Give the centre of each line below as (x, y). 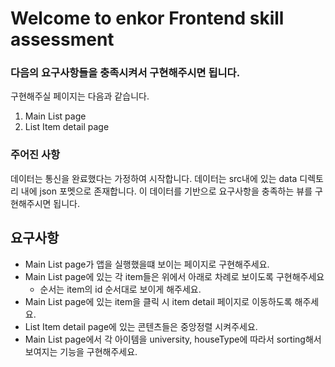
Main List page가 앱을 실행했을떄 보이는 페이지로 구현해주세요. (147, 264)
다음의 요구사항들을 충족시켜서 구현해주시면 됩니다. (125, 73)
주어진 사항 (35, 155)
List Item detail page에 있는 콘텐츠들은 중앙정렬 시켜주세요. (141, 326)
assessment (62, 39)
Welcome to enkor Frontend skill (147, 18)
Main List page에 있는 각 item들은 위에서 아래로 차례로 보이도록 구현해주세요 (174, 276)
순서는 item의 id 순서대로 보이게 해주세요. (120, 289)
